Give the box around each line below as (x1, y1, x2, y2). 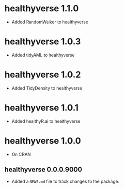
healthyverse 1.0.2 (4, 69, 81, 80)
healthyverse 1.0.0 (4, 135, 81, 146)
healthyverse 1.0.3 (4, 36, 81, 47)
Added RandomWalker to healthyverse (11, 19, 88, 25)
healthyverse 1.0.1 (4, 103, 78, 113)
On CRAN (11, 151, 31, 157)
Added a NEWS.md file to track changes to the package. (11, 178, 120, 184)
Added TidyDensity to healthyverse (11, 85, 83, 91)
